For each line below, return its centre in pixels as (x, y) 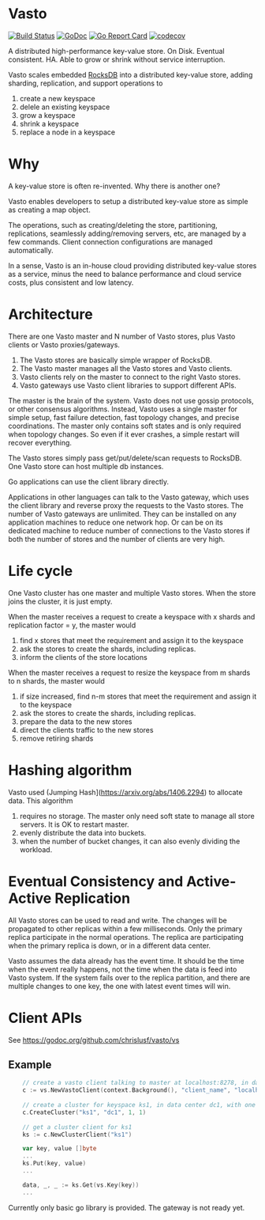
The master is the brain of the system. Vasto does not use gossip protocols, (131, 400)
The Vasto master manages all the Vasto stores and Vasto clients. (126, 368)
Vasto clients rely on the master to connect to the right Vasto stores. (130, 377)
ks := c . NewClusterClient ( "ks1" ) (77, 1135)
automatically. (31, 250)
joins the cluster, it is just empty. (60, 601)
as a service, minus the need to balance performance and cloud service (125, 274)
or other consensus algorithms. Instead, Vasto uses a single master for (123, 409)
